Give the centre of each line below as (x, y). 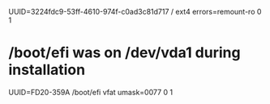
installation (47, 70)
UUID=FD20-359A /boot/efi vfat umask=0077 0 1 (90, 92)
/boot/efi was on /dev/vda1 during (124, 53)
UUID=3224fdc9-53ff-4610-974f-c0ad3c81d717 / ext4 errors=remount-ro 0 (135, 12)
